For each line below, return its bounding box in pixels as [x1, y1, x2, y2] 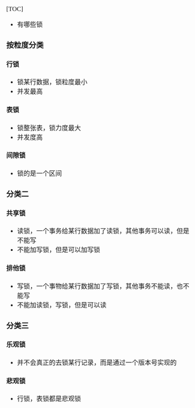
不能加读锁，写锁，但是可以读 [17, 301, 107, 309]
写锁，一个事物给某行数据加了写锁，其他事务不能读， [17, 282, 177, 290]
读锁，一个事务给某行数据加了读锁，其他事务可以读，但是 [17, 227, 190, 235]
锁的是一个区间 [17, 170, 62, 178]
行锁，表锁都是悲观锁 [17, 395, 81, 403]
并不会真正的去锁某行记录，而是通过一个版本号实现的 [17, 359, 177, 366]
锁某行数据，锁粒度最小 [17, 78, 88, 87]
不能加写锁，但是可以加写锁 [17, 246, 100, 254]
